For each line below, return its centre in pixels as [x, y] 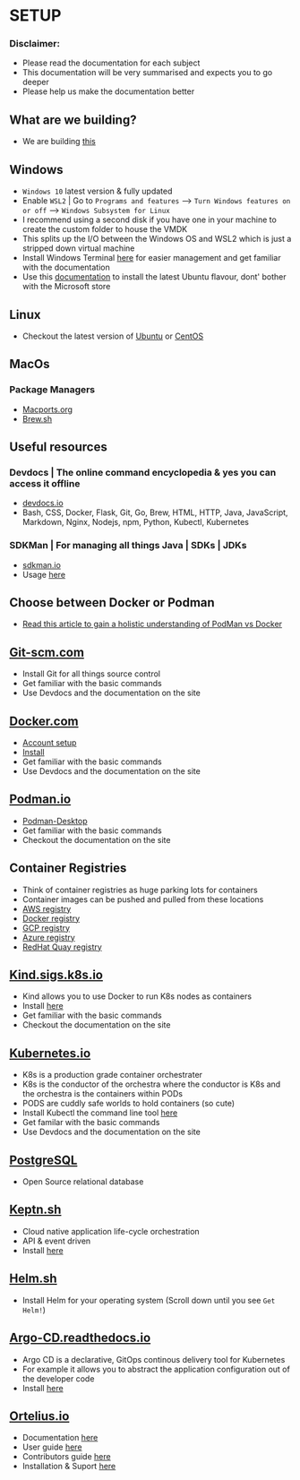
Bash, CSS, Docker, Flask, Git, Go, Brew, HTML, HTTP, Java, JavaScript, [155, 512]
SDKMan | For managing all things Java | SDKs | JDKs [128, 546]
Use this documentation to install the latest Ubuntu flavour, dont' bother [154, 277]
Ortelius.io [39, 1416]
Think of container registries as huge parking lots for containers [140, 890]
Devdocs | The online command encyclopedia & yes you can [143, 472]
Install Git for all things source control [91, 674]
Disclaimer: [35, 44]
